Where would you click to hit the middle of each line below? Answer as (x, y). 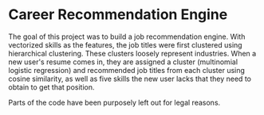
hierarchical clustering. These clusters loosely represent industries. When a (132, 53)
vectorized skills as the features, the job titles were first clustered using (125, 44)
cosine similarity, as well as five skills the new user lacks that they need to (130, 79)
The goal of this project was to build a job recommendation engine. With (127, 36)
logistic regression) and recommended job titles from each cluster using (127, 70)
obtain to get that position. (51, 87)
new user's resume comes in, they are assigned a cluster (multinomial (123, 62)
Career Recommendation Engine (118, 15)
